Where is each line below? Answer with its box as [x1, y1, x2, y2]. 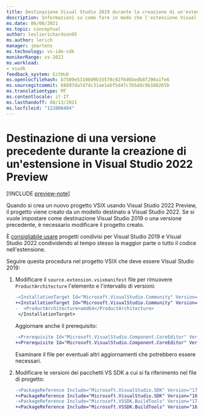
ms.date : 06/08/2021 [6, 20, 59, 26]
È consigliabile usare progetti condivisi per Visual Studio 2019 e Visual [6, 233, 182, 240]
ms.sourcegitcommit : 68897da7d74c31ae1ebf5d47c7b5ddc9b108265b [6, 83, 170, 89]
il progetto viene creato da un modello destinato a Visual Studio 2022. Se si [6, 208, 195, 216]
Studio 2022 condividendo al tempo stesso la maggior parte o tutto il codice [6, 240, 197, 247]
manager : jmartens [6, 43, 53, 49]
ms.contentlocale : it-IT [6, 94, 69, 100]
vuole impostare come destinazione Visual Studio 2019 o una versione [6, 215, 182, 222]
